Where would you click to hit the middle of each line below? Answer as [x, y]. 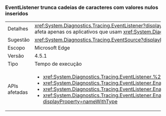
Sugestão [19, 40]
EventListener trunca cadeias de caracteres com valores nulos [82, 7]
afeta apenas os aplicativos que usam [78, 32]
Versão [16, 56]
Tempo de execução [58, 64]
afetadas [18, 92]
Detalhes [18, 29]
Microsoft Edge [52, 48]
